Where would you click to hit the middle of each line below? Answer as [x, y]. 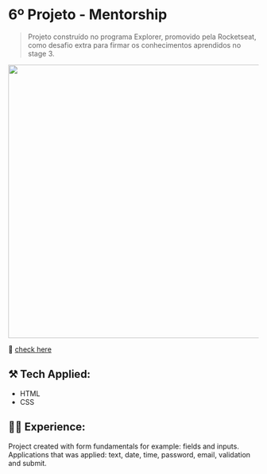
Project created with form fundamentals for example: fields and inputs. [124, 446]
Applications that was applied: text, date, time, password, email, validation [130, 454]
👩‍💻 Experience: [47, 427]
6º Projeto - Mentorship [88, 15]
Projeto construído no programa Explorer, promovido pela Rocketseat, [142, 37]
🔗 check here [30, 349]
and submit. [28, 463]
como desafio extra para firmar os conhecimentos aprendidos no [134, 45]
